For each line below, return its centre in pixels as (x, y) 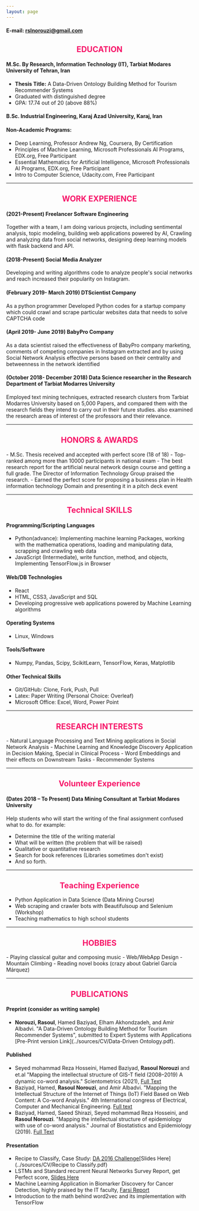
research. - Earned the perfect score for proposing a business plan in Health (99, 479)
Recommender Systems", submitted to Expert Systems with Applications (103, 1035)
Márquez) (18, 970)
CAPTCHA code (26, 318)
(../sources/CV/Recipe (42, 1165)
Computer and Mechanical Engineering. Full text (73, 1107)
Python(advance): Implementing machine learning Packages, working (99, 538)
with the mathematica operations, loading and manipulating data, (94, 545)
